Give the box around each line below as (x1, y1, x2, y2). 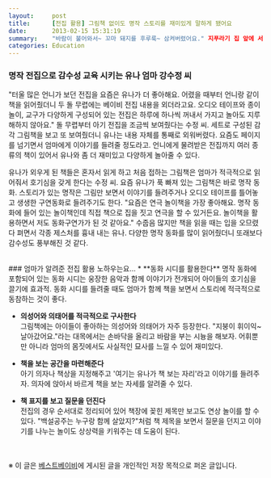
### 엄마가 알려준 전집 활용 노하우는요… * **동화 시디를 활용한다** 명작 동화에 (8, 264, 257, 274)
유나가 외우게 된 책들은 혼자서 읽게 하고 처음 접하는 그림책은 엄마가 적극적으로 (8, 167, 252, 178)
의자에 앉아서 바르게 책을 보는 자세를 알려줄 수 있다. (31, 379, 193, 388)
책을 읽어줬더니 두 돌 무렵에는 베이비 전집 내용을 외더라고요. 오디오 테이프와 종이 (8, 100, 261, 110)
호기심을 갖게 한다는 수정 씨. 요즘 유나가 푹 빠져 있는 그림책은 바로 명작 (29, 178, 252, 187)
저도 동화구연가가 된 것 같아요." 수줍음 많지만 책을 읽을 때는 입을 (36, 218, 237, 228)
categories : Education (8, 42, 85, 50)
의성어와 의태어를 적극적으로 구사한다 (19, 312, 137, 321)
